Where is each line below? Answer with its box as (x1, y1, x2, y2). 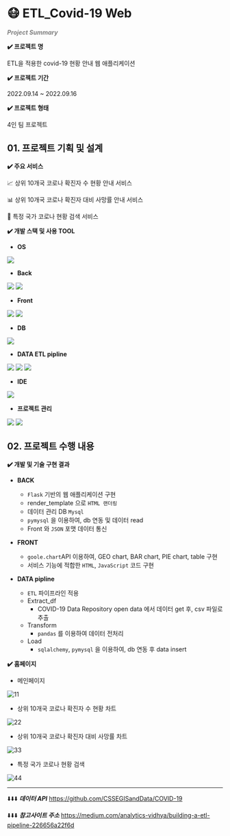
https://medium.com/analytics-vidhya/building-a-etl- (60, 811, 210, 819)
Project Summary (7, 28, 58, 36)
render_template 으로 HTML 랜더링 (27, 498, 118, 507)
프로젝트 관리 (16, 404, 53, 413)
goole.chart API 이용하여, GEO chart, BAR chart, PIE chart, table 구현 (27, 552, 218, 561)
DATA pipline (16, 574, 55, 583)
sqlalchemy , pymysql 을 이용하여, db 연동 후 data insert (37, 645, 187, 653)
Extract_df (27, 596, 57, 605)
